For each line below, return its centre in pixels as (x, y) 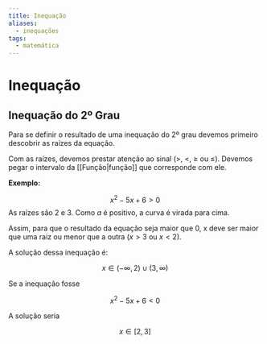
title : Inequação (37, 16)
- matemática (37, 46)
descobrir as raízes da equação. (62, 143)
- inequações (37, 31)
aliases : (23, 23)
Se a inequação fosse (44, 284)
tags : (17, 38)
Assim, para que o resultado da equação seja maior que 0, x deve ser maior (133, 228)
